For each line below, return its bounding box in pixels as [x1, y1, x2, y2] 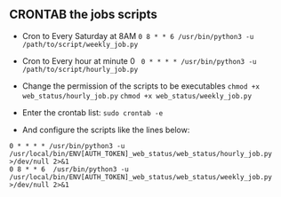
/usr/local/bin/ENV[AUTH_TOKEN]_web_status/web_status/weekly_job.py [9, 172, 273, 181]
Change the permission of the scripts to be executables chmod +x [21, 80, 261, 91]
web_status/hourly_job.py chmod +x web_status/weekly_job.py [21, 91, 252, 100]
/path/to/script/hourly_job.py [21, 65, 139, 74]
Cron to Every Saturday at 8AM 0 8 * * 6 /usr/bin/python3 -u [21, 30, 254, 41]
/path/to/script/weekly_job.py [21, 40, 139, 49]
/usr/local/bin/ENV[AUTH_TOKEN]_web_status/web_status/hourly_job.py [9, 149, 273, 158]
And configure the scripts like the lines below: [21, 124, 190, 135]
